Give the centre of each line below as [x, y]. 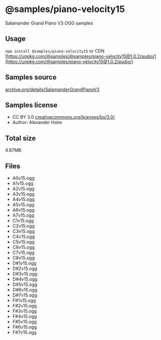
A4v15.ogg [23, 199]
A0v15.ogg [23, 178]
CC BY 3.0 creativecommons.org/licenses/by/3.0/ [63, 117]
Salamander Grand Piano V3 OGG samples [49, 23]
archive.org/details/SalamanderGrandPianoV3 [52, 89]
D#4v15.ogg [25, 279]
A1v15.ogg [23, 183]
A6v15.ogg [23, 210]
